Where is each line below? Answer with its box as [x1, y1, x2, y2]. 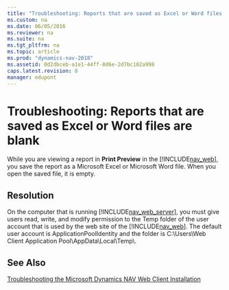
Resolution [7, 189, 54, 201]
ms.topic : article [7, 49, 60, 56]
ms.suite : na [7, 36, 45, 43]
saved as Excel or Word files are [7, 118, 193, 134]
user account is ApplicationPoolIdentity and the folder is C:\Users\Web [7, 230, 206, 238]
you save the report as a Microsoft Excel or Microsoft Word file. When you [7, 162, 216, 171]
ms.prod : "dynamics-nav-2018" [7, 55, 94, 62]
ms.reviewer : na [7, 29, 53, 36]
